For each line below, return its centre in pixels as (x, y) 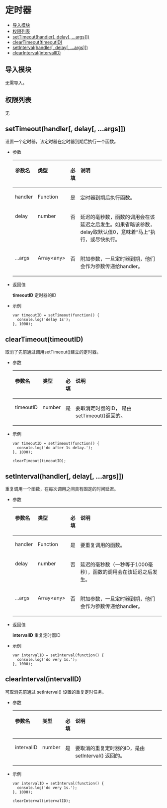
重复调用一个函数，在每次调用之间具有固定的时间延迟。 (62, 489)
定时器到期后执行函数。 (108, 198)
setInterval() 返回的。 (100, 756)
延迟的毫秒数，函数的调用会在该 (118, 217)
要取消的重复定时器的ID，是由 (110, 748)
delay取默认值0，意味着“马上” (115, 232)
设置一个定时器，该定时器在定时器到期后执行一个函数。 (62, 141)
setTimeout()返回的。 (100, 416)
